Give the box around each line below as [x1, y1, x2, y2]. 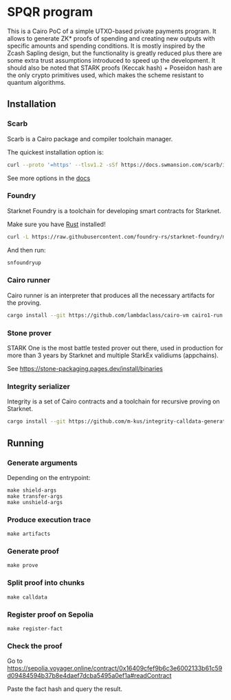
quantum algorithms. [7, 78, 66, 86]
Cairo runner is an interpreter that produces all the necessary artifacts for [7, 291, 215, 299]
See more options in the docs [7, 174, 91, 182]
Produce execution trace [7, 514, 91, 524]
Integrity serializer [7, 381, 70, 391]
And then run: [7, 246, 46, 254]
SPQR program [7, 4, 93, 20]
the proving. [7, 298, 41, 307]
